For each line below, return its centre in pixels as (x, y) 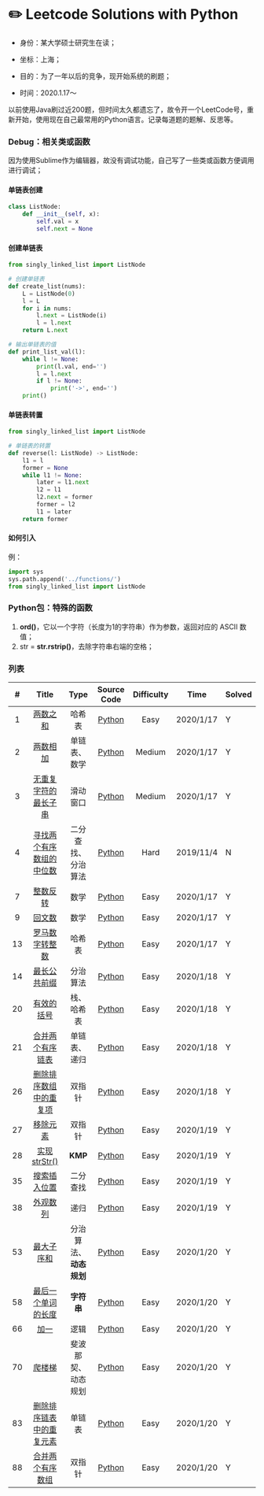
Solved (238, 694)
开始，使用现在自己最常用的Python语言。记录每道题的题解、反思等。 (126, 119)
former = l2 (56, 505)
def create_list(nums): (47, 286)
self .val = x (58, 222)
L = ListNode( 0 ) (49, 294)
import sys (26, 572)
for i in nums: (47, 308)
